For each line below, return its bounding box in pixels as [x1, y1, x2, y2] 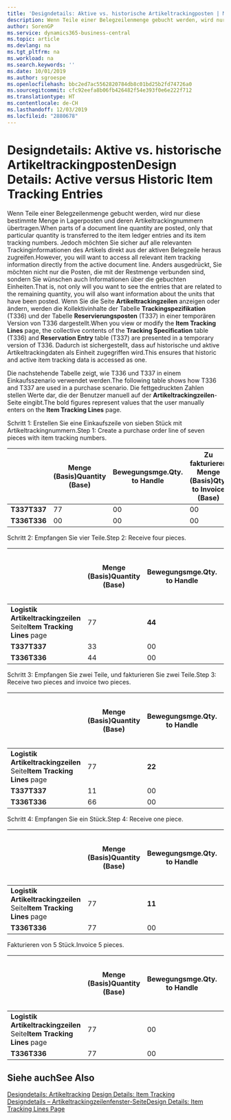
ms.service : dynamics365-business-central [7, 29, 131, 37]
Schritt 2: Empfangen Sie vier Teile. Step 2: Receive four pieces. [7, 533, 187, 542]
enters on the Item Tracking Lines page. [7, 405, 122, 414]
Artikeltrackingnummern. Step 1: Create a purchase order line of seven [7, 426, 205, 434]
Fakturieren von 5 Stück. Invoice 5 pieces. [7, 940, 124, 948]
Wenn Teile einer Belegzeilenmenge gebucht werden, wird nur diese [7, 209, 201, 217]
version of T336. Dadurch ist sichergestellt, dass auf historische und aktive [7, 340, 220, 349]
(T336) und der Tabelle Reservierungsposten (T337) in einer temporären [7, 312, 216, 320]
